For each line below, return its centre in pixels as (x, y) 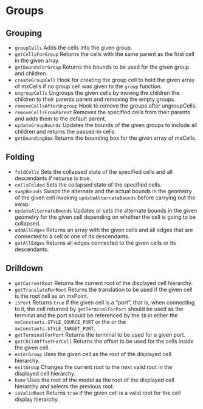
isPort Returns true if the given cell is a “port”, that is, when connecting (105, 302)
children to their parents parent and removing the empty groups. (95, 99)
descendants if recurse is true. (53, 178)
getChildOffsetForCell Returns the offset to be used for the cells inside (104, 341)
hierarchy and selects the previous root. (64, 386)
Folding (20, 157)
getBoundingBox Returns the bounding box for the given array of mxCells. (105, 138)
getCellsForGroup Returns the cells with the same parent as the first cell (105, 54)
